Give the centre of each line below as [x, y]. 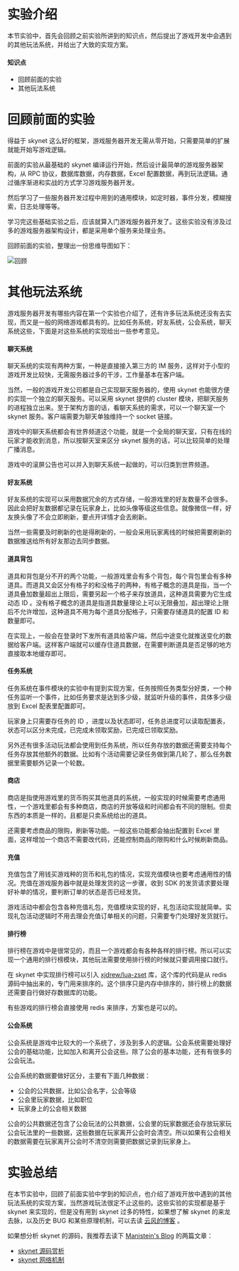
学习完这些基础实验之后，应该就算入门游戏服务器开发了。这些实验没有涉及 [116, 222]
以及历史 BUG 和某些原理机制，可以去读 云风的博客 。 [105, 1220]
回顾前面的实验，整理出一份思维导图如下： [70, 246]
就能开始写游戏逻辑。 [38, 149]
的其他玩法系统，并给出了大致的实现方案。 [70, 44]
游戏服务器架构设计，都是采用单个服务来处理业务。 [94, 231]
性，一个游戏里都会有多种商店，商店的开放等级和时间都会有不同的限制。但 [116, 807]
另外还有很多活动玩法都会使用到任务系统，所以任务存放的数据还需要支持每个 [119, 745]
